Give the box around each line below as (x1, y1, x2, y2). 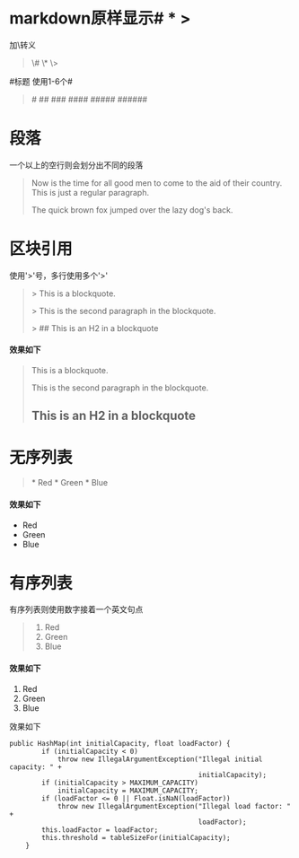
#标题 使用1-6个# (9, 75, 74, 86)
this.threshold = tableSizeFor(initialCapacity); (41, 833, 231, 842)
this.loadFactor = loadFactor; (41, 825, 159, 835)
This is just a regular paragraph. (31, 187, 150, 197)
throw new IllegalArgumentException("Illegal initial (57, 755, 263, 764)
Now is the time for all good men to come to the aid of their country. (31, 177, 283, 188)
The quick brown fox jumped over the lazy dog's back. (31, 204, 233, 215)
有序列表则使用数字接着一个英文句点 (9, 604, 144, 615)
